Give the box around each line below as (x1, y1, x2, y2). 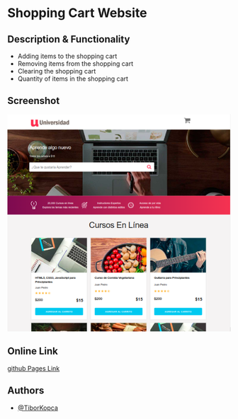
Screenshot (7, 95, 60, 107)
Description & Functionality (7, 33, 130, 45)
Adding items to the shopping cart (17, 52, 118, 60)
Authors (7, 384, 45, 397)
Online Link (7, 345, 59, 357)
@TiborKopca (17, 403, 59, 412)
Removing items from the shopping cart (17, 59, 134, 68)
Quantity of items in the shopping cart (17, 74, 129, 83)
